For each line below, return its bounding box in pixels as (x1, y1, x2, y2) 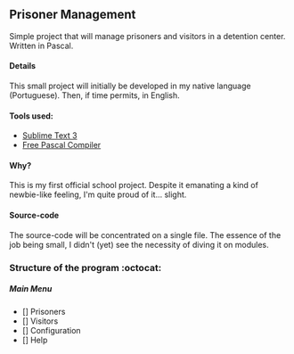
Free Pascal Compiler (21, 140, 102, 151)
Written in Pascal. (9, 40, 74, 51)
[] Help (21, 334, 48, 345)
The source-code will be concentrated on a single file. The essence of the (9, 229, 282, 240)
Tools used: (9, 111, 53, 121)
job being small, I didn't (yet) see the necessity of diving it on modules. (9, 239, 269, 250)
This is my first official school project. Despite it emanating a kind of (9, 180, 258, 191)
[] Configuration (21, 325, 82, 335)
